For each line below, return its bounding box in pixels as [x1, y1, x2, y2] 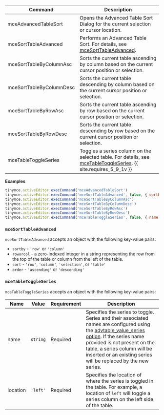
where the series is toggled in [85, 377, 154, 384]
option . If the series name [85, 333, 144, 340]
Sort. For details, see [80, 41, 127, 47]
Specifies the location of [85, 371, 142, 378]
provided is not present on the [85, 339, 155, 346]
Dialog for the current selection [80, 21, 151, 27]
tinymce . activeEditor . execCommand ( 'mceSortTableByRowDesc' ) [5, 210, 130, 215]
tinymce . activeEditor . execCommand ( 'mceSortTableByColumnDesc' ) [5, 201, 137, 207]
